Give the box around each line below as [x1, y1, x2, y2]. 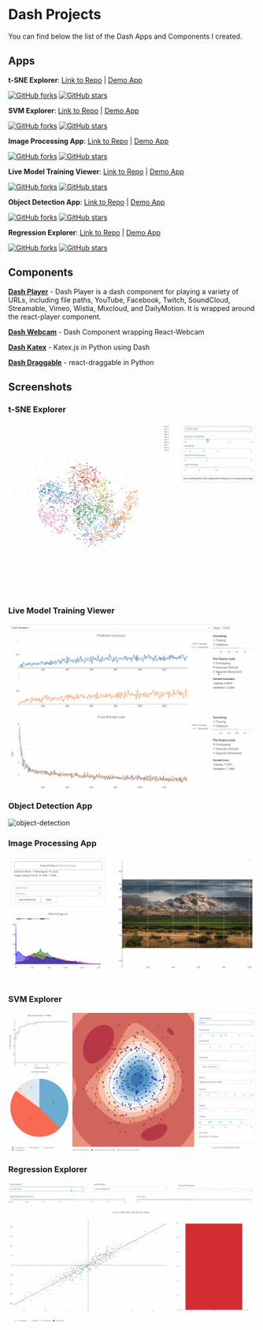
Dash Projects [8, 6, 102, 24]
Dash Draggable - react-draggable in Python [8, 357, 154, 367]
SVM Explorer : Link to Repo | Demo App [8, 105, 139, 115]
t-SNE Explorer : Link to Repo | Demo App [8, 75, 143, 84]
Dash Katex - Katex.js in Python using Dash [8, 342, 150, 352]
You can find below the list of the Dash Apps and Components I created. [8, 31, 243, 41]
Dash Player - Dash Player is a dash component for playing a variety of [8, 286, 239, 296]
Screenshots [8, 380, 72, 393]
